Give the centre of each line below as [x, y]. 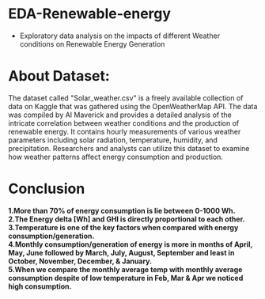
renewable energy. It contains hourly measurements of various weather [125, 131]
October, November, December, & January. [80, 261]
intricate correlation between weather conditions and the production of [124, 123]
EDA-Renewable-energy [90, 14]
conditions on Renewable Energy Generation [92, 44]
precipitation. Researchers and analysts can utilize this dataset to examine [129, 148]
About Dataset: [59, 76]
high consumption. [40, 286]
